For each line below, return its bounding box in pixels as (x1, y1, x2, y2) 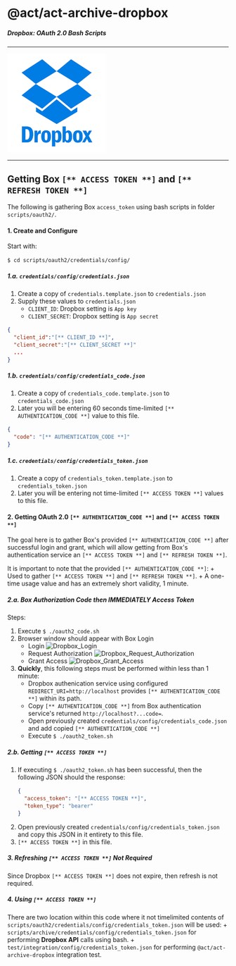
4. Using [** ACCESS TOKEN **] (7, 895, 97, 903)
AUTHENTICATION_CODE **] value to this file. (17, 411, 140, 420)
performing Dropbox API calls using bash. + (7, 935, 135, 943)
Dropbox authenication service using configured (27, 679, 169, 688)
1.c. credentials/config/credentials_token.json (7, 456, 149, 464)
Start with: (7, 242, 37, 251)
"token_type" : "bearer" (24, 802, 93, 810)
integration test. (55, 950, 102, 959)
